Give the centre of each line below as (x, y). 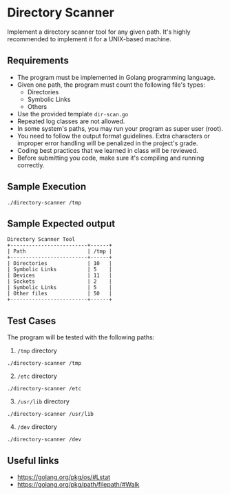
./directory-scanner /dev (44, 440)
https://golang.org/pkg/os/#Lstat (64, 477)
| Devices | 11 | (60, 276)
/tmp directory (37, 351)
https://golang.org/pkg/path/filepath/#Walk (78, 484)
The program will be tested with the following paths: (81, 337)
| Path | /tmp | (60, 252)
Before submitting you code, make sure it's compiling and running (111, 158)
